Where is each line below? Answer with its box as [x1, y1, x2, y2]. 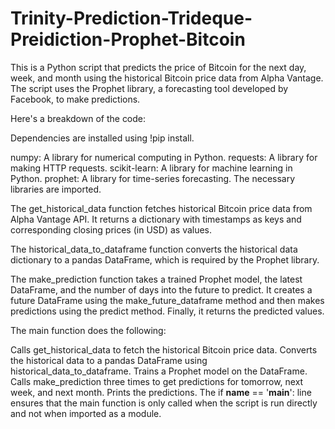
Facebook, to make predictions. [10, 93, 141, 105]
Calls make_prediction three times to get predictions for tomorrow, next [10, 375, 304, 387]
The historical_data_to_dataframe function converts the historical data [10, 243, 298, 255]
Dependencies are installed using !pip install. [10, 132, 195, 144]
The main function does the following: [10, 324, 167, 336]
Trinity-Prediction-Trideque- [10, 7, 253, 30]
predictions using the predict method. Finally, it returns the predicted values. [10, 305, 325, 317]
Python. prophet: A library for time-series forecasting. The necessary [10, 172, 296, 184]
